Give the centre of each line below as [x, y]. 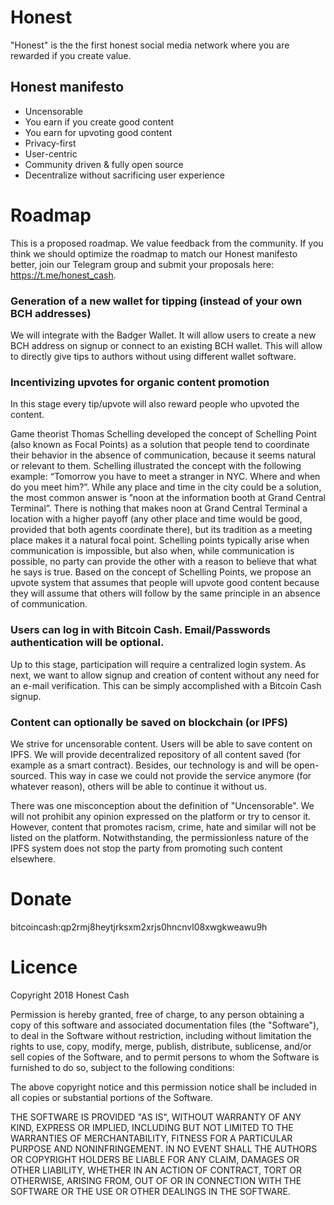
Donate [41, 899]
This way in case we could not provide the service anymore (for [180, 775]
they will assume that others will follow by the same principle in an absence [165, 593]
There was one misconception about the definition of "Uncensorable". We [162, 805]
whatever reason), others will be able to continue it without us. [138, 786]
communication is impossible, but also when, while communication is [152, 551]
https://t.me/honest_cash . [63, 275]
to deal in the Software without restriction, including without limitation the [161, 1035]
